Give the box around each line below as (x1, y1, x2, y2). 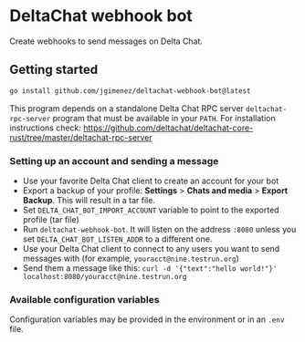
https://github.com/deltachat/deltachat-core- (83, 122, 254, 133)
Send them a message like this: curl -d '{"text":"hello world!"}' (22, 262, 278, 274)
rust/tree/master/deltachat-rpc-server (9, 131, 152, 142)
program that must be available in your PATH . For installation (52, 112, 276, 123)
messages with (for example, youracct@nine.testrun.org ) (22, 253, 239, 264)
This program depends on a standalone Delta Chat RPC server (9, 102, 245, 114)
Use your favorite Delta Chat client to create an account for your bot (22, 175, 279, 186)
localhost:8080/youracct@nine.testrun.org (22, 272, 187, 281)
